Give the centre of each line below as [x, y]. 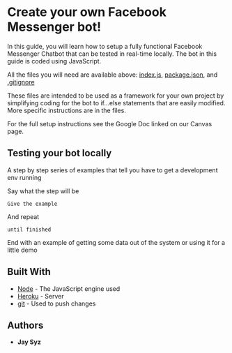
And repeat [23, 216]
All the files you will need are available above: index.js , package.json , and [113, 75]
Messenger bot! [54, 27]
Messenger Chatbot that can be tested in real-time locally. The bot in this [112, 54]
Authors [25, 325]
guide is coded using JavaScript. [54, 61]
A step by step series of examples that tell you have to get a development [113, 170]
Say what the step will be [43, 191]
